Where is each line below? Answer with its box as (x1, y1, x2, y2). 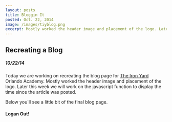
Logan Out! (5, 111, 30, 117)
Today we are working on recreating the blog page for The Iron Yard (5, 73, 149, 79)
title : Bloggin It (5, 12, 45, 17)
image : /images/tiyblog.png (5, 22, 66, 27)
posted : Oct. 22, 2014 (5, 17, 54, 22)
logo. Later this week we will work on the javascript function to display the (5, 84, 162, 90)
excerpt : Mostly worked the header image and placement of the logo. (5, 27, 157, 32)
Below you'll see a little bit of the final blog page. (5, 99, 108, 105)
